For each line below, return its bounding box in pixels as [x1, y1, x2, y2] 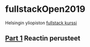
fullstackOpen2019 [5, 3, 86, 15]
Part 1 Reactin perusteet [5, 34, 81, 43]
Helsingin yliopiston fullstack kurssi [5, 20, 77, 26]
